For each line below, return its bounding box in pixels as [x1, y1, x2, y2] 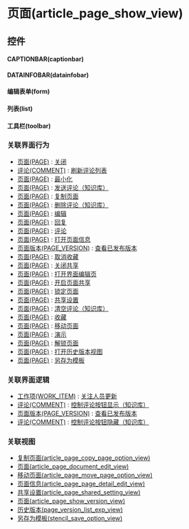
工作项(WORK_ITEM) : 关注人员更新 [16, 392, 118, 401]
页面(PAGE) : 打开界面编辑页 [16, 269, 97, 278]
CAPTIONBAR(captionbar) [7, 55, 84, 64]
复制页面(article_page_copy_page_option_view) [16, 454, 151, 462]
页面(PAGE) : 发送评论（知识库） [16, 183, 109, 191]
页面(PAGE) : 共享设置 [16, 296, 79, 304]
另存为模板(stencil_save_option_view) [16, 514, 123, 523]
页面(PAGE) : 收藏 [16, 313, 67, 321]
